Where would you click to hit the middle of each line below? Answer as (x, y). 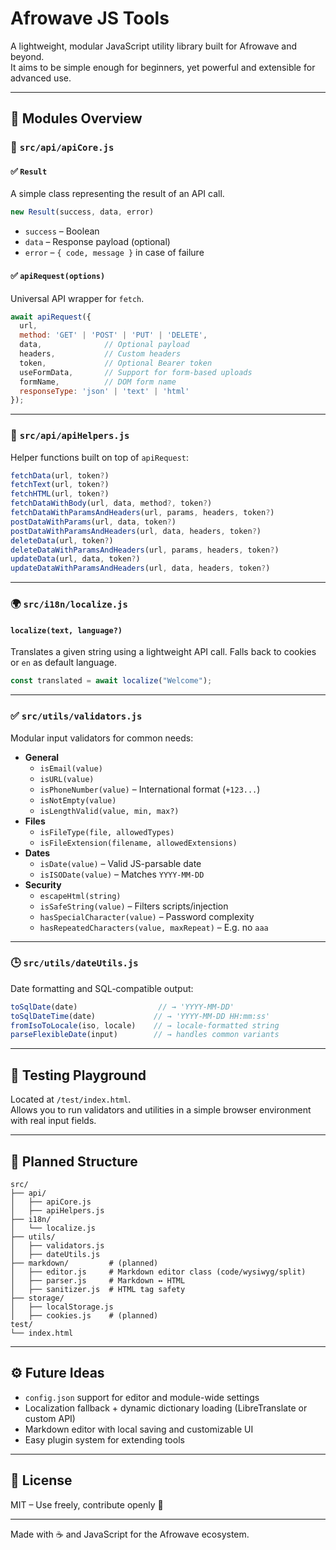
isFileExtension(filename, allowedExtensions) (138, 843)
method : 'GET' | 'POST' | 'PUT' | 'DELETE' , (113, 335)
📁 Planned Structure (74, 1161)
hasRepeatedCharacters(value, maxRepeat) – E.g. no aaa (154, 927)
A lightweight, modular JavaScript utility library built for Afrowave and (154, 46)
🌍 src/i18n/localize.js (69, 604)
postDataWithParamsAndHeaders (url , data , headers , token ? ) (136, 531)
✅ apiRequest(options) (58, 275)
